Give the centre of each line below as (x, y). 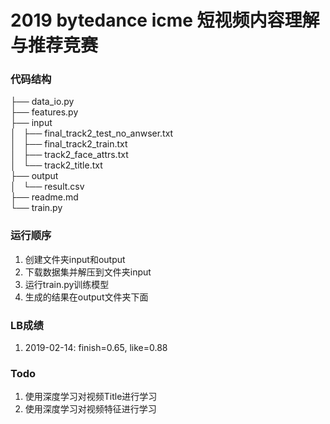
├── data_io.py (42, 102)
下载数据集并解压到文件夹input (88, 272)
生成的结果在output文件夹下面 (86, 297)
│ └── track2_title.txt (56, 165)
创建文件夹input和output (75, 259)
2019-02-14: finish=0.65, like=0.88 (96, 348)
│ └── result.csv (47, 187)
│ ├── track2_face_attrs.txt (69, 155)
